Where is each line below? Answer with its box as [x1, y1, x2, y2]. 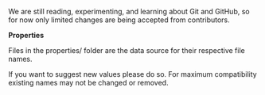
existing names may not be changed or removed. [8, 78, 169, 87]
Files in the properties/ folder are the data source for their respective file [8, 46, 245, 55]
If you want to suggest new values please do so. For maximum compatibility [8, 70, 257, 78]
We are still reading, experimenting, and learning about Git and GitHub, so [8, 7, 250, 16]
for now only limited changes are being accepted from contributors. [8, 15, 231, 25]
